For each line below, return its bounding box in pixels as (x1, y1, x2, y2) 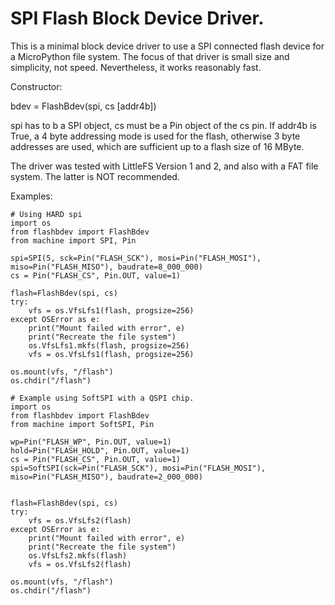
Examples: (10, 190, 53, 202)
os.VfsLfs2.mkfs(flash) (28, 550, 128, 561)
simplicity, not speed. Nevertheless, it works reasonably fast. (10, 61, 262, 73)
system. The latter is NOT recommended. (10, 170, 180, 182)
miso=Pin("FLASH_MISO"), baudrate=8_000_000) (10, 262, 203, 272)
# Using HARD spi (10, 209, 83, 219)
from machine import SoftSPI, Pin (10, 419, 155, 429)
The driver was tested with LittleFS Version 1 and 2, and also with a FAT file (10, 160, 319, 172)
